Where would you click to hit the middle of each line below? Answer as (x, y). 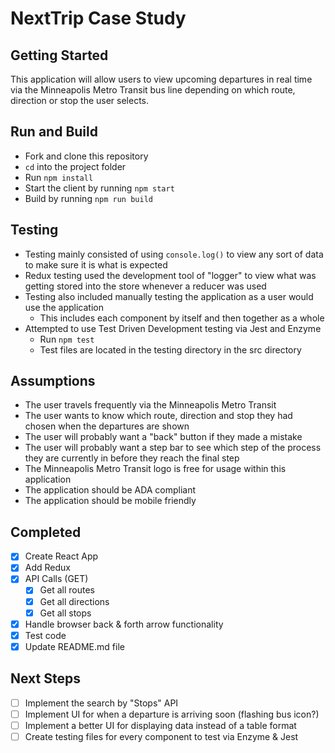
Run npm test (67, 339)
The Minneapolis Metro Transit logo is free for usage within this (155, 469)
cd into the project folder (75, 166)
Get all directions (74, 601)
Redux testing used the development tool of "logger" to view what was (170, 275)
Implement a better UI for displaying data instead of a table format (160, 725)
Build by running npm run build (88, 198)
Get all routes (67, 590)
